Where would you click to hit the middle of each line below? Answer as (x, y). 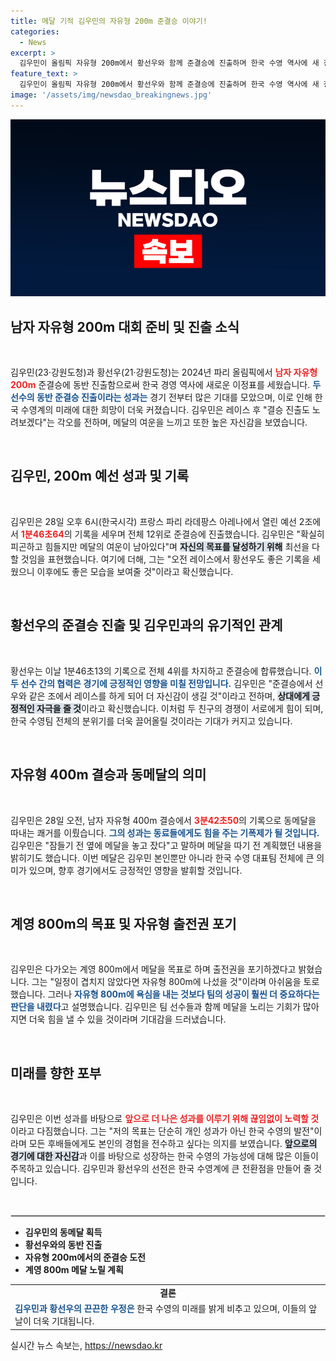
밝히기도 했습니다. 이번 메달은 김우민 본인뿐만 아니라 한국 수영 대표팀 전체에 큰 (162, 857)
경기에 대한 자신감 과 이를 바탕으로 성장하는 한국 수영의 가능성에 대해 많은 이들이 (164, 1156)
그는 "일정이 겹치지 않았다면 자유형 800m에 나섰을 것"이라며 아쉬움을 (166, 982)
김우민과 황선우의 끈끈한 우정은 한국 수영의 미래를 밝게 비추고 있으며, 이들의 (160, 1309)
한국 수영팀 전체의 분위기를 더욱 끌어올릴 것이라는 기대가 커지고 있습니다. (151, 721)
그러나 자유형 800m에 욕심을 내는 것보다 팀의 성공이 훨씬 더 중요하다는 (183, 994)
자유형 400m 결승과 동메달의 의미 (108, 775)
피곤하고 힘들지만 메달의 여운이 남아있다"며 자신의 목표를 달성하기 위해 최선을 (160, 546)
